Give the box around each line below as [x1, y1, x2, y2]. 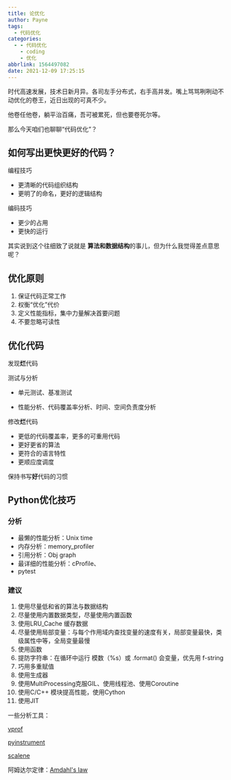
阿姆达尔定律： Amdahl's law [8, 766, 88, 774]
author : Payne [8, 16, 49, 23]
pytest [17, 567, 36, 575]
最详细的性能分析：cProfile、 [17, 559, 100, 567]
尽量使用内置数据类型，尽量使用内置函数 [17, 611, 132, 619]
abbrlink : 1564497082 [8, 61, 70, 68]
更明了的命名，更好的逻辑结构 [17, 189, 102, 198]
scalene [8, 751, 30, 759]
